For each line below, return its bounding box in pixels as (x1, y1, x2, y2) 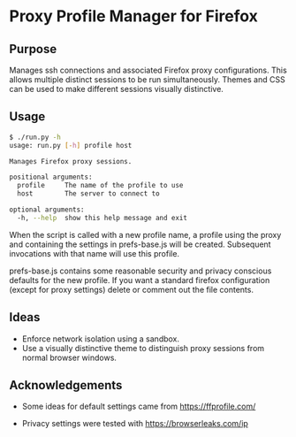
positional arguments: (9, 172, 93, 182)
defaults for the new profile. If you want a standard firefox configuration (9, 274, 270, 285)
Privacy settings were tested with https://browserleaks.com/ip (21, 418, 249, 429)
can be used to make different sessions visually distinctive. (9, 84, 224, 94)
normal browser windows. (21, 352, 118, 363)
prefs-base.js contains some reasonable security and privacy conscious (9, 265, 272, 276)
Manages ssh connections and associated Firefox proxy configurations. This (9, 65, 287, 75)
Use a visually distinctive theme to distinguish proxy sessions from (21, 342, 265, 353)
